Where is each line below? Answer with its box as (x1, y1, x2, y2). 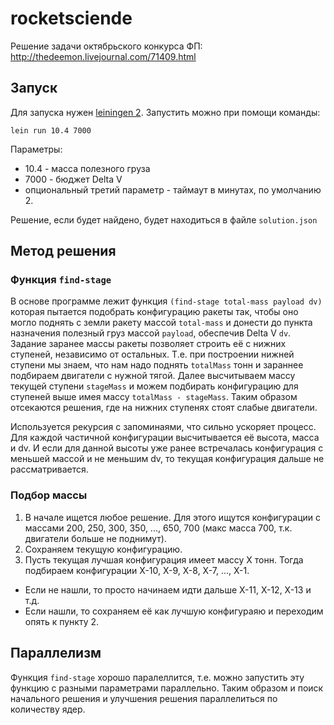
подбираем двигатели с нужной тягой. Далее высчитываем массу (10, 370, 296, 382)
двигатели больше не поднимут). (24, 532, 167, 544)
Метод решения (10, 243, 117, 260)
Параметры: (10, 143, 63, 155)
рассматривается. (10, 463, 89, 476)
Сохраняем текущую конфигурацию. (24, 543, 183, 555)
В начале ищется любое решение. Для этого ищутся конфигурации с (24, 511, 322, 523)
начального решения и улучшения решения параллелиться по (10, 692, 278, 704)
